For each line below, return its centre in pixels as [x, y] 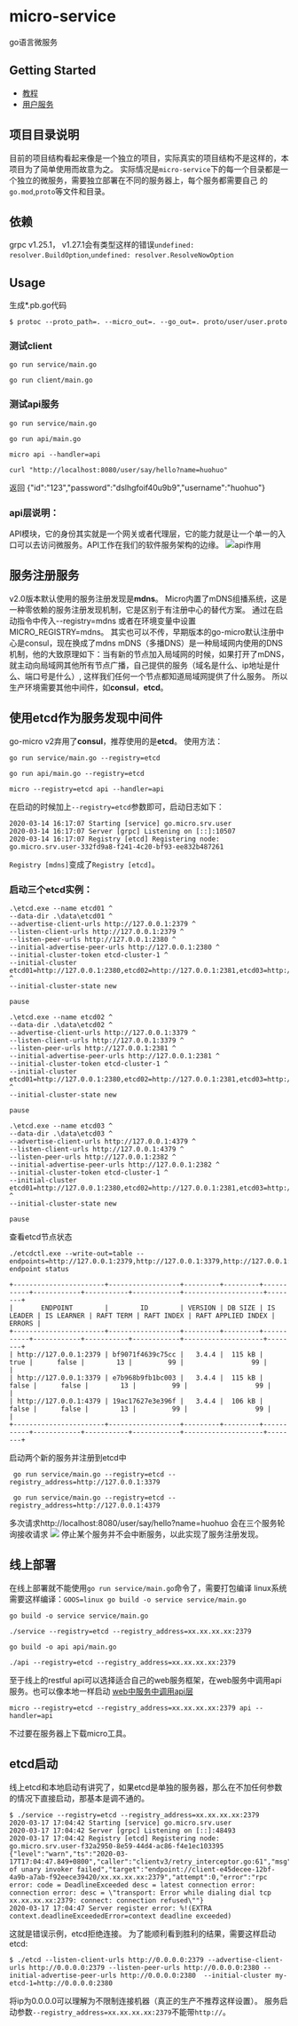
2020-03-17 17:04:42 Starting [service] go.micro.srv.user [121, 1823]
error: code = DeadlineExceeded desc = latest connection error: [132, 1885]
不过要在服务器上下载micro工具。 [70, 1733]
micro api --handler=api [55, 455]
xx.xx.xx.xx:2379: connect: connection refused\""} [106, 1900]
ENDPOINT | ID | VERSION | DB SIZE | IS [158, 1308]
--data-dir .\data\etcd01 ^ [61, 916]
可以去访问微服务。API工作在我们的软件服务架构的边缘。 [120, 545]
